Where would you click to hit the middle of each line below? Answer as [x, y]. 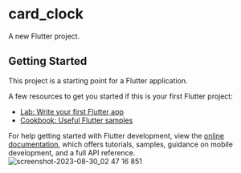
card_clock [46, 14]
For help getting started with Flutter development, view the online [116, 135]
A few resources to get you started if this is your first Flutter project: [120, 96]
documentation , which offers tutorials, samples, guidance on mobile [120, 144]
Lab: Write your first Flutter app [72, 111]
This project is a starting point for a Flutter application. [98, 80]
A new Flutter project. [44, 36]
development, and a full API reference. [72, 152]
